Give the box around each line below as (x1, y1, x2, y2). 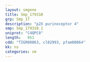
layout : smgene (5, 7, 37, 12)
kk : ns (5, 44, 19, 49)
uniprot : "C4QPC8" (5, 30, 43, 35)
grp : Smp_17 (5, 16, 30, 21)
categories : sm (5, 49, 37, 54)
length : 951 (5, 35, 35, 40)
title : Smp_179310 (5, 12, 43, 17)
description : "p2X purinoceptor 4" (5, 21, 79, 26)
